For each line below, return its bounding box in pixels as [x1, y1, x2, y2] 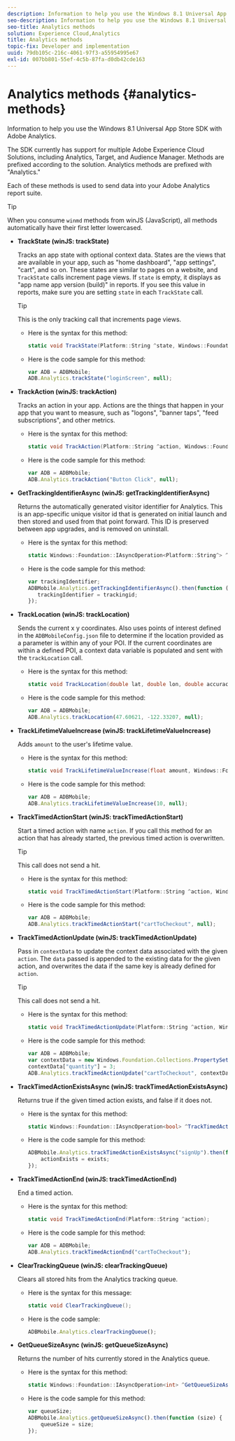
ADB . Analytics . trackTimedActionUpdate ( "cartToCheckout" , [27, 1069, 198, 1077]
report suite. [7, 189, 43, 197]
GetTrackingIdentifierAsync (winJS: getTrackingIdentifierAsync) [17, 488, 210, 497]
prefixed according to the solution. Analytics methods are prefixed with [7, 160, 212, 168]
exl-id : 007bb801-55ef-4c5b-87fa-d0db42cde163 [7, 56, 145, 63]
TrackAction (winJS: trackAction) [17, 387, 117, 396]
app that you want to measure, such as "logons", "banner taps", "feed [17, 408, 219, 417]
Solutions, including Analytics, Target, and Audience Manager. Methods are [7, 152, 225, 161]
